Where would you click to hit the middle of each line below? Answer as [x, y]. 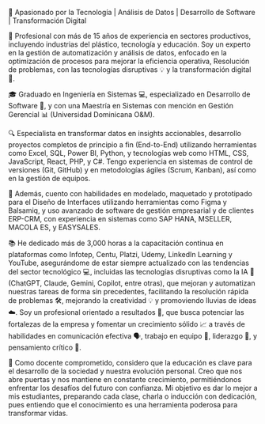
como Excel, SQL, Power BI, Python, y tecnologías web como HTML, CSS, [129, 153]
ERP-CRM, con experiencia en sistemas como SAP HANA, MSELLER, [120, 219]
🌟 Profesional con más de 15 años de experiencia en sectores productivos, [130, 36]
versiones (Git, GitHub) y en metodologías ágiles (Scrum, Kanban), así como [132, 170]
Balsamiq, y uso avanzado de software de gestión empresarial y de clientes [131, 210]
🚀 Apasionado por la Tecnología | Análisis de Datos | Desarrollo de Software [132, 12]
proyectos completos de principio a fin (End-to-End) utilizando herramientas [132, 145]
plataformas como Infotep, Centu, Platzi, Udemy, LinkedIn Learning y [121, 254]
